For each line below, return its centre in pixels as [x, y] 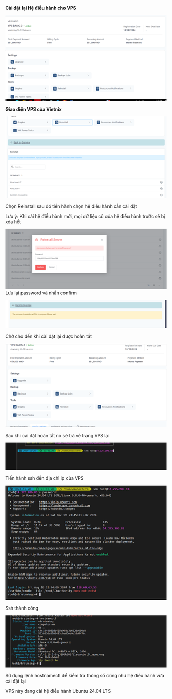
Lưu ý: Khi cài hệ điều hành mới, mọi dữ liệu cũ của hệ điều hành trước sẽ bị [85, 216]
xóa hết [13, 222]
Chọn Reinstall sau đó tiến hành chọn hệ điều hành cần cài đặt [71, 206]
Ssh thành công [22, 608]
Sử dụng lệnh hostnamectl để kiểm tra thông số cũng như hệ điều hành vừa [85, 675]
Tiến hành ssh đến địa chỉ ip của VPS [45, 478]
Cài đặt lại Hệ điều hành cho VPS [41, 8]
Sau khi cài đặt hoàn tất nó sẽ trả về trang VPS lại [57, 436]
